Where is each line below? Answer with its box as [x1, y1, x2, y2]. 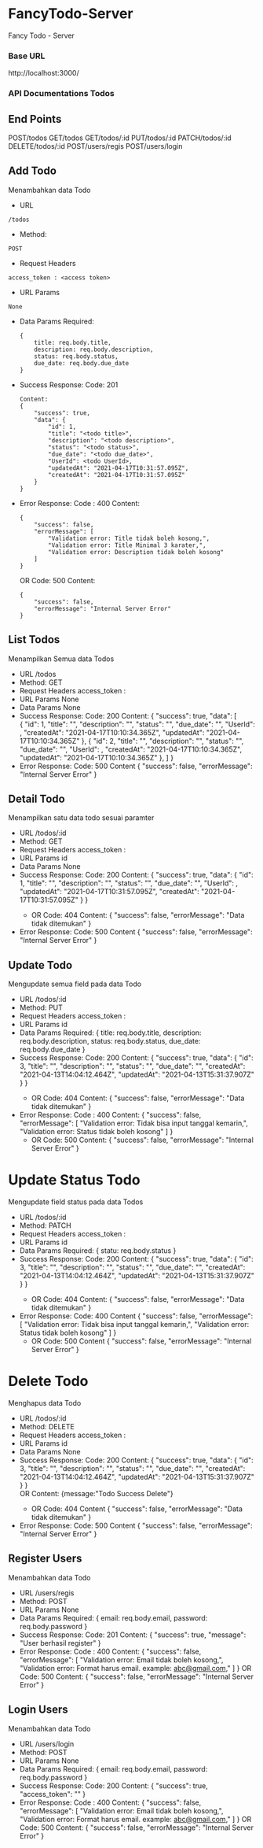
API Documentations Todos [8, 88, 115, 99]
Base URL [8, 50, 46, 61]
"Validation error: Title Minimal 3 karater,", [48, 541, 206, 549]
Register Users [8, 1552, 82, 1565]
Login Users [8, 1703, 68, 1717]
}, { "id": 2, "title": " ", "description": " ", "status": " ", [81, 736, 244, 745]
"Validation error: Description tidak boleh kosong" [48, 548, 225, 556]
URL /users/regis [19, 1587, 75, 1598]
